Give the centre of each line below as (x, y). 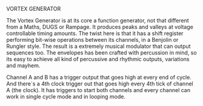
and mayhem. (23, 65)
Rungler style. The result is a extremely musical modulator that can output (98, 46)
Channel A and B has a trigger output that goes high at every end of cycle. (99, 77)
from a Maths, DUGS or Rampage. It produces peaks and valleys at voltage (100, 27)
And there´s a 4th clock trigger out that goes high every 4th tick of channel (100, 84)
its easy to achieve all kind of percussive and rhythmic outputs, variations (98, 59)
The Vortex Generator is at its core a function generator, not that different (98, 20)
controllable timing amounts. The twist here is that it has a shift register (95, 33)
